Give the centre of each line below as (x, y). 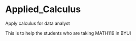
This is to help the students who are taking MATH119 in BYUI (68, 33)
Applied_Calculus (43, 9)
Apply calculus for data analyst (38, 23)
